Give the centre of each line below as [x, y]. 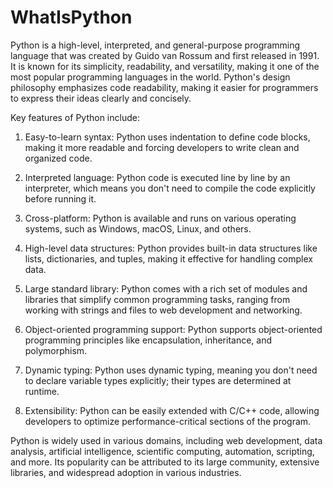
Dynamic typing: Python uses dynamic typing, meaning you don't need [171, 370]
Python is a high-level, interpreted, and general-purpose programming [155, 45]
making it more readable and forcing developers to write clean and [162, 147]
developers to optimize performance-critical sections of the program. [168, 421]
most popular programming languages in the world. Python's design [150, 77]
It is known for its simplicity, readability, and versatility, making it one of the [165, 66]
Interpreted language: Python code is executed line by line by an [157, 177]
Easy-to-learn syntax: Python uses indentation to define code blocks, [167, 137]
